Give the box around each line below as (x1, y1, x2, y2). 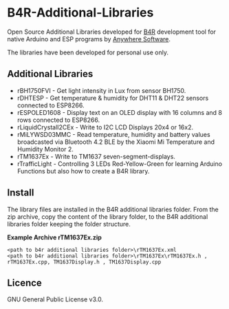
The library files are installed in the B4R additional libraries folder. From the (7, 205, 219, 213)
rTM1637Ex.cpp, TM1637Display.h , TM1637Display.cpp (7, 258, 162, 266)
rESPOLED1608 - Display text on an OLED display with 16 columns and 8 (17, 108, 222, 116)
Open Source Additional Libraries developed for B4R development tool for (7, 28, 217, 36)
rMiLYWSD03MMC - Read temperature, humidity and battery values (17, 130, 211, 138)
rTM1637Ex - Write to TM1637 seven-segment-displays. (17, 152, 175, 160)
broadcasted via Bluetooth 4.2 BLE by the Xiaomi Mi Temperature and (17, 138, 215, 146)
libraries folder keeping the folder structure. (7, 220, 131, 228)
